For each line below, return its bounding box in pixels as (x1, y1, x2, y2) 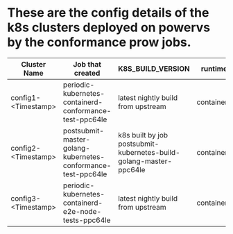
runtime (200, 64, 227, 74)
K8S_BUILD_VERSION (117, 64, 190, 74)
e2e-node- (62, 206, 102, 216)
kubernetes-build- (117, 147, 180, 157)
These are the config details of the (7, 5, 209, 21)
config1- (10, 92, 41, 102)
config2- (10, 143, 41, 153)
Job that (72, 59, 102, 69)
